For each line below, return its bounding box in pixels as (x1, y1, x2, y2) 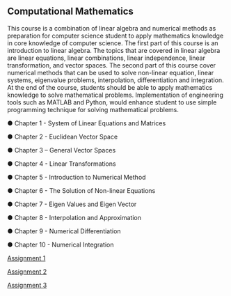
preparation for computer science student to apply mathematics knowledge (7, 31, 224, 40)
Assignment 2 (7, 267, 47, 276)
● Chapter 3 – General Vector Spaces (7, 146, 116, 154)
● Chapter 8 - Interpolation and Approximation (7, 213, 141, 221)
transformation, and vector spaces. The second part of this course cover (7, 61, 216, 69)
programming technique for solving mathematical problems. (7, 105, 179, 114)
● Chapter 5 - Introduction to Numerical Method (7, 173, 146, 181)
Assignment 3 (7, 281, 47, 289)
